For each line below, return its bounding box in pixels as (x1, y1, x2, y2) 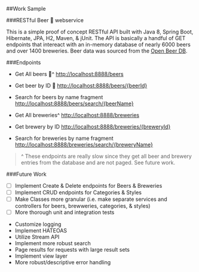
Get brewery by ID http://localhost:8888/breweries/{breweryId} (14, 123, 171, 130)
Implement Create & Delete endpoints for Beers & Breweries (14, 182, 163, 189)
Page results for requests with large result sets (14, 246, 130, 253)
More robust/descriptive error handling (14, 259, 111, 266)
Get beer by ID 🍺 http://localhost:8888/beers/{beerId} (14, 82, 148, 89)
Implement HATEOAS (14, 227, 68, 234)
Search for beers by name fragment (14, 94, 103, 100)
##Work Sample (6, 5, 46, 12)
